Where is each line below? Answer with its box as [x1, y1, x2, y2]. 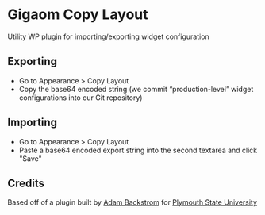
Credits [7, 176, 45, 190]
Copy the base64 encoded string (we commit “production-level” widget [18, 84, 254, 94]
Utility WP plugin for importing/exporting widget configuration [7, 32, 209, 41]
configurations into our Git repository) [18, 93, 143, 102]
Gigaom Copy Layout [7, 6, 148, 24]
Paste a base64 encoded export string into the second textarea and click [18, 145, 258, 155]
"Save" [18, 153, 43, 163]
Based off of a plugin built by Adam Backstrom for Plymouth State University [7, 198, 258, 207]
